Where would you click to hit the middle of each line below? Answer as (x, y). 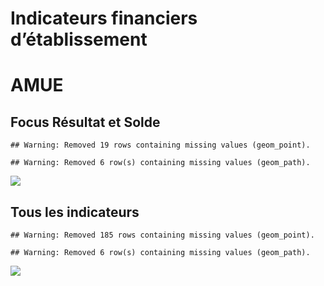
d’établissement (79, 39)
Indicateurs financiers (104, 18)
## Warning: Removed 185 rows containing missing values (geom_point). (162, 235)
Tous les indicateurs (75, 212)
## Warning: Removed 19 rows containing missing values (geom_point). (160, 145)
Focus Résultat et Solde (85, 122)
